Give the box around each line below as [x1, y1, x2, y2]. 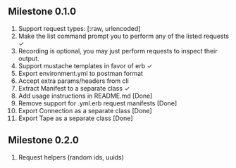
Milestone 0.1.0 [8, 6, 77, 18]
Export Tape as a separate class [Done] [18, 114, 133, 122]
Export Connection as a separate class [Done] [18, 106, 152, 115]
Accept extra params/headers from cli [18, 77, 129, 85]
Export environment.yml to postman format [18, 69, 144, 77]
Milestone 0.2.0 [8, 134, 80, 146]
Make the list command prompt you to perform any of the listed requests [18, 32, 230, 40]
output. [18, 54, 39, 63]
